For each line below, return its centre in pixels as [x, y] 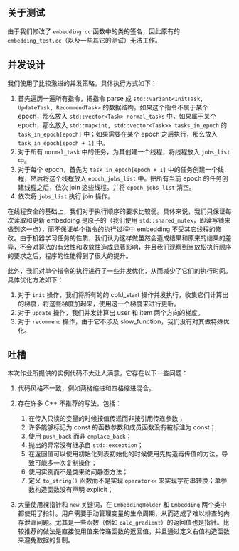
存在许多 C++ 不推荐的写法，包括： [70, 403]
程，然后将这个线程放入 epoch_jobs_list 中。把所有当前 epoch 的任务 [120, 178]
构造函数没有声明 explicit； [74, 490]
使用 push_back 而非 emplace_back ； [80, 437]
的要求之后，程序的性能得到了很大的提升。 [70, 255]
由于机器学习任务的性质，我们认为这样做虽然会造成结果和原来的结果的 [122, 237]
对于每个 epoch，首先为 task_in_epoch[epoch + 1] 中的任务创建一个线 [121, 169]
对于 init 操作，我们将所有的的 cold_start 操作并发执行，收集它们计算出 [123, 294]
